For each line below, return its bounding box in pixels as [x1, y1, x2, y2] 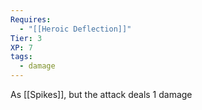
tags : [10, 52, 33, 62]
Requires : [10, 14, 52, 25]
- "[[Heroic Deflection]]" [19, 24, 132, 34]
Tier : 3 [10, 33, 43, 43]
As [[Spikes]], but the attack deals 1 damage [10, 89, 193, 100]
